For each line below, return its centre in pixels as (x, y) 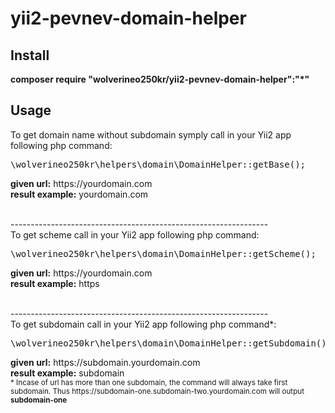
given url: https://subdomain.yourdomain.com (105, 362)
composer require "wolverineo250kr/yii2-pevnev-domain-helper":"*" (160, 79)
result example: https (55, 283)
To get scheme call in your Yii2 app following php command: (135, 234)
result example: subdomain (67, 373)
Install (30, 55)
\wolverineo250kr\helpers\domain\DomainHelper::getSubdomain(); (171, 343)
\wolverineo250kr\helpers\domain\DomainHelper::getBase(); (158, 164)
